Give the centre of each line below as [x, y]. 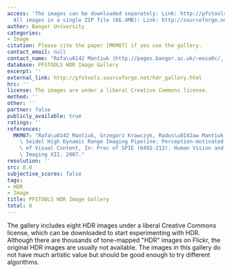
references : [24, 129]
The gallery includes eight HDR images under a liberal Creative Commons [112, 225]
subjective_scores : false [44, 174]
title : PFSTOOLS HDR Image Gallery [58, 200]
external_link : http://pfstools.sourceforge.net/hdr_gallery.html [105, 78]
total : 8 [20, 206]
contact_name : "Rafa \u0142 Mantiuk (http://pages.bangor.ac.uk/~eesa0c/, [116, 59]
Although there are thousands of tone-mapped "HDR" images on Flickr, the [114, 240]
